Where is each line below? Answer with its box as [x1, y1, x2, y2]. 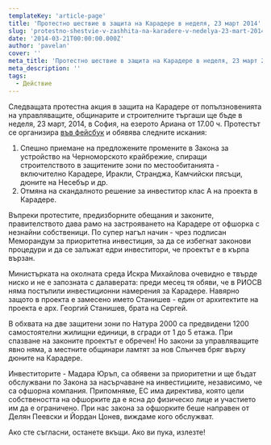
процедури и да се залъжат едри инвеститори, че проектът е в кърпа [8, 244, 250, 254]
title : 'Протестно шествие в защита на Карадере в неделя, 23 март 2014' [8, 19, 262, 27]
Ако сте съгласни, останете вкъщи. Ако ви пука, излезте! [8, 427, 206, 437]
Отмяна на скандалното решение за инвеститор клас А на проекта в [19, 186, 258, 195]
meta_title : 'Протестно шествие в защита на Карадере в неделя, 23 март [8, 57, 258, 65]
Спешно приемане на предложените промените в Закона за [19, 143, 229, 153]
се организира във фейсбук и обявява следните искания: [8, 127, 207, 137]
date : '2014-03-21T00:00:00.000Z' [8, 34, 125, 43]
